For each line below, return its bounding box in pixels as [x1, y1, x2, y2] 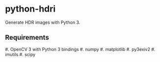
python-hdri [5, 3, 56, 15]
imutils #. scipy [5, 51, 36, 57]
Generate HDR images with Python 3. [5, 19, 80, 25]
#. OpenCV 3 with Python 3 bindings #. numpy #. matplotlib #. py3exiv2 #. [5, 46, 156, 52]
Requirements [5, 33, 49, 42]
